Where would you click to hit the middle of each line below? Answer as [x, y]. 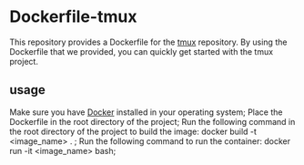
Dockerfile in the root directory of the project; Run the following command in [152, 121]
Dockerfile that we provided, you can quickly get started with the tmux [142, 51]
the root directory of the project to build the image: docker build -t [133, 131]
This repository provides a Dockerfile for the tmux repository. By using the [148, 42]
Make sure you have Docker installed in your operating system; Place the [146, 112]
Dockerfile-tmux [73, 17]
